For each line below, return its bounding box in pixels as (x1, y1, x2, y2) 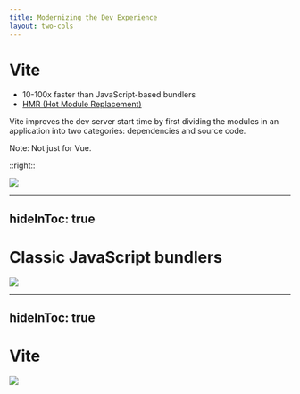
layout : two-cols (9, 21, 74, 30)
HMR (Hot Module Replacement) (21, 99, 142, 110)
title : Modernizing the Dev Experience (9, 13, 158, 22)
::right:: (9, 160, 36, 171)
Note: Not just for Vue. (9, 143, 92, 154)
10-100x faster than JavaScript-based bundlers (21, 89, 196, 100)
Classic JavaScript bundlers (9, 247, 223, 268)
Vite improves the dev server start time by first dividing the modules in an (9, 116, 279, 127)
